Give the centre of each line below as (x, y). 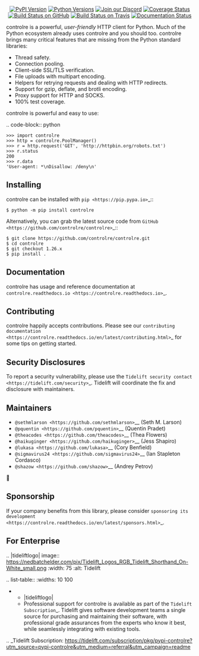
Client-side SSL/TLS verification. (55, 70)
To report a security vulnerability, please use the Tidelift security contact (99, 377)
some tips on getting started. (42, 343)
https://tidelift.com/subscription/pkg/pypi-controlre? (129, 640)
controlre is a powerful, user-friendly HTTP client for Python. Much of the (96, 27)
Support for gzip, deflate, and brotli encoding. (71, 89)
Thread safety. (33, 57)
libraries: (17, 46)
